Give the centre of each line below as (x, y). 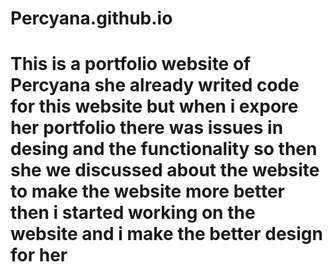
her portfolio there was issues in (147, 128)
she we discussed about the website (165, 170)
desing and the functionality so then (164, 149)
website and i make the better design (166, 234)
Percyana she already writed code (155, 85)
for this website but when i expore (154, 106)
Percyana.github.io (91, 18)
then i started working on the (133, 213)
